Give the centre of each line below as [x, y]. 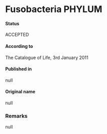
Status [12, 23]
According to [19, 46]
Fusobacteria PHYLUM [54, 9]
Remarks [16, 116]
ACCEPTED [17, 35]
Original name [20, 92]
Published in [18, 69]
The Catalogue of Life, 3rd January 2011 [47, 57]
